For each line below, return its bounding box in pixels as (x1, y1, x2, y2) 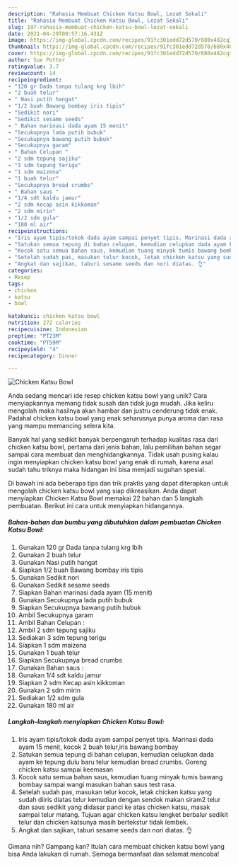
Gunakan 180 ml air (18, 701, 75, 710)
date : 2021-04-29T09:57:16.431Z (8, 30, 103, 38)
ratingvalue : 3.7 (8, 63, 59, 70)
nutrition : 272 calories (8, 319, 81, 326)
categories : (8, 267, 43, 274)
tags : (8, 280, 24, 287)
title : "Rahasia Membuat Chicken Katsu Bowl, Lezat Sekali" (8, 17, 189, 24)
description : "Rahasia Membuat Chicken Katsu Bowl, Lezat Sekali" (8, 10, 208, 18)
